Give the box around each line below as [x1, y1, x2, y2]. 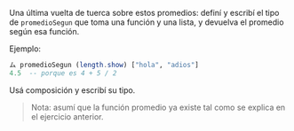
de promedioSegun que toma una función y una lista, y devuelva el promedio [9, 17, 284, 27]
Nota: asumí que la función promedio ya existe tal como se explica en [30, 102, 286, 112]
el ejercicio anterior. [30, 111, 104, 122]
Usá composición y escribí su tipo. [9, 84, 136, 96]
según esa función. [9, 27, 80, 36]
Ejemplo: [9, 43, 42, 54]
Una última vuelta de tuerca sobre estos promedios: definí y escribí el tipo [9, 8, 280, 18]
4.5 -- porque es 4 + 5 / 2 [9, 68, 117, 78]
